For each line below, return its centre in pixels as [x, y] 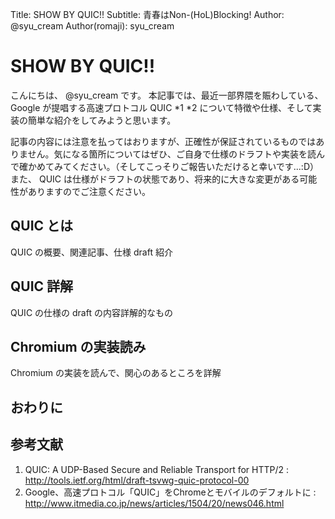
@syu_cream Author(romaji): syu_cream [92, 26]
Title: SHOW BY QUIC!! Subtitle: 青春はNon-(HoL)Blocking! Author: [147, 14]
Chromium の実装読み [78, 346]
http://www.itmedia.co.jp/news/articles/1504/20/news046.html [154, 503]
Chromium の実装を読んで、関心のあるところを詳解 [116, 373]
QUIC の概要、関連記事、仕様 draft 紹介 [91, 252]
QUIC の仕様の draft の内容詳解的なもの [91, 312]
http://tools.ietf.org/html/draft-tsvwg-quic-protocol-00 [137, 480]
